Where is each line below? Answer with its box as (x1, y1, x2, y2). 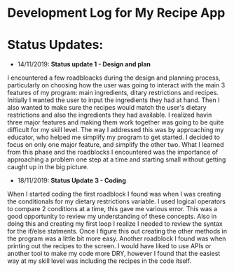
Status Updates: (7, 37, 104, 53)
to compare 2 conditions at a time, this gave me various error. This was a (7, 205, 218, 213)
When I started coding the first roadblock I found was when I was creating (7, 190, 221, 199)
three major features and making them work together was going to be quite (7, 118, 224, 127)
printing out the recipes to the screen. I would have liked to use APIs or (7, 242, 212, 250)
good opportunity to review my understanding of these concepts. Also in (7, 212, 217, 221)
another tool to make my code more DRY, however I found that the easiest (7, 250, 221, 258)
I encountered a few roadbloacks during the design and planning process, (7, 73, 221, 82)
